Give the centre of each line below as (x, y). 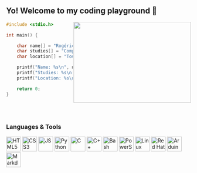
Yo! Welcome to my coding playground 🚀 (81, 11)
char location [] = (39, 56)
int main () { (22, 35)
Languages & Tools (34, 127)
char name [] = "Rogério (46, 46)
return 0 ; (29, 89)
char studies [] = (38, 51)
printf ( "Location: (39, 78)
